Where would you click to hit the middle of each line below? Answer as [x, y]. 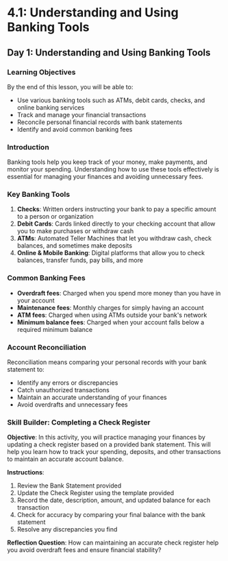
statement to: [26, 370]
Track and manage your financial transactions [81, 115]
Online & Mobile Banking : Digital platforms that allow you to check [111, 253]
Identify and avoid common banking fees [75, 129]
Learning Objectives [42, 72]
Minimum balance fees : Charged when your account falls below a [111, 322]
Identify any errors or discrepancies [67, 383]
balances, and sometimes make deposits [74, 246]
